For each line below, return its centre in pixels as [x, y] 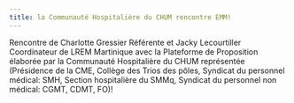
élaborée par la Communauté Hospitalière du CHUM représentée [127, 61]
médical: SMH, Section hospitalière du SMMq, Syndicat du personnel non [143, 79]
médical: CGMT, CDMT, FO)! [61, 89]
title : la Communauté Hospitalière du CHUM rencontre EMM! [120, 17]
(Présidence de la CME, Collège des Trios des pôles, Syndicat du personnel [147, 70]
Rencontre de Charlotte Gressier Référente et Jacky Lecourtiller [125, 42]
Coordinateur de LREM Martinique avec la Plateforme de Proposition [134, 51]
